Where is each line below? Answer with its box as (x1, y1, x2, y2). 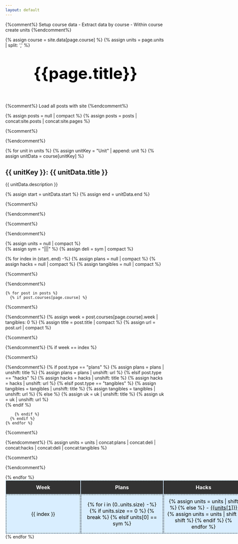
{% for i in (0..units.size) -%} (87, 501, 157, 508)
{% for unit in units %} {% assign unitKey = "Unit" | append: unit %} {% (5, 148, 155, 154)
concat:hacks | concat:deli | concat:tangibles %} (5, 444, 107, 450)
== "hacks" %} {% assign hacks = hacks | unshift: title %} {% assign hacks (5, 375, 163, 381)
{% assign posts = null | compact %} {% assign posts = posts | (5, 113, 137, 119)
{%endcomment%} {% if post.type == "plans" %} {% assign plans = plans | (5, 364, 164, 370)
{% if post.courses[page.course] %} (10, 295, 87, 300)
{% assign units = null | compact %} (5, 240, 81, 247)
